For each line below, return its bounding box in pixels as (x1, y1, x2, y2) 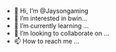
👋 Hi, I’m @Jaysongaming (13, 7, 89, 15)
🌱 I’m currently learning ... (13, 22, 89, 30)
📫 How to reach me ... (13, 37, 79, 45)
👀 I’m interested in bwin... (13, 14, 88, 22)
